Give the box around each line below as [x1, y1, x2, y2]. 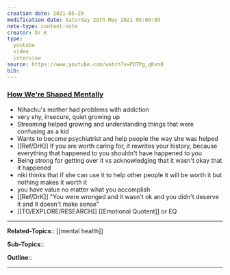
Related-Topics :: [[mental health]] [7, 226, 104, 235]
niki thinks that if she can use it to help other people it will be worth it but [16, 170, 222, 179]
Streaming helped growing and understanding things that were [16, 120, 194, 128]
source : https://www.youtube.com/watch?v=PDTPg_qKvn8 [7, 61, 164, 68]
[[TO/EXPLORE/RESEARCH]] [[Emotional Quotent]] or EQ [16, 207, 177, 215]
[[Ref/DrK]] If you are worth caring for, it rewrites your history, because [16, 142, 218, 150]
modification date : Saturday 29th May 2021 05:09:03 [7, 16, 161, 23]
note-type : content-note [7, 23, 78, 29]
